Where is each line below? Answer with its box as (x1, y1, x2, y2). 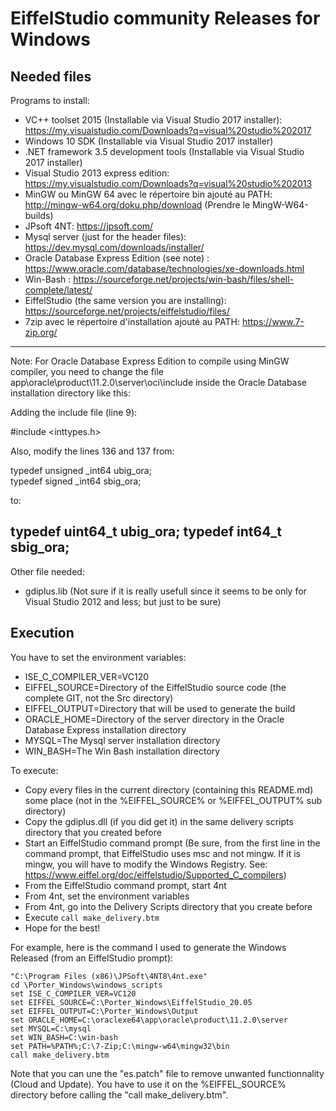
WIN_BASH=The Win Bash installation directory (24, 745, 221, 757)
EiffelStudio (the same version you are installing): (24, 295, 227, 306)
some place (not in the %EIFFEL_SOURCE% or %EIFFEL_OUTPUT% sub (24, 794, 323, 806)
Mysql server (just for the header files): (24, 231, 187, 242)
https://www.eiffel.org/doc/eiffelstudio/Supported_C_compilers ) (24, 868, 287, 881)
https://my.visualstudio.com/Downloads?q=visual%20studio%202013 (24, 178, 313, 189)
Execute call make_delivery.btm (24, 911, 160, 923)
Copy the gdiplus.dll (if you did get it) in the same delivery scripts (24, 815, 294, 827)
